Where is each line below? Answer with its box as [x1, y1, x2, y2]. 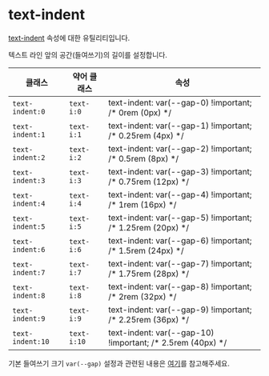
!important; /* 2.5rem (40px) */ [107, 337, 227, 348]
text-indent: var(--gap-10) [107, 326, 215, 338]
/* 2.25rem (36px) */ [107, 314, 190, 325]
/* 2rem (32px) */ [107, 290, 177, 302]
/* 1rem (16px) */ [107, 198, 177, 210]
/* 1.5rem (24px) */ [107, 245, 184, 256]
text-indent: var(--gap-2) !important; [107, 142, 252, 154]
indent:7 [12, 268, 46, 277]
